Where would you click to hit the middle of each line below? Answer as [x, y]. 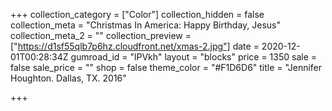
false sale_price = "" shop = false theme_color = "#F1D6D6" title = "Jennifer [166, 67]
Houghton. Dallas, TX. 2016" [68, 78]
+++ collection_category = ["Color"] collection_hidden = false [137, 14]
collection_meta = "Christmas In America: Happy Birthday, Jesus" [145, 25]
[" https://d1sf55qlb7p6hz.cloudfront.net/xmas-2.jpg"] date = [135, 46]
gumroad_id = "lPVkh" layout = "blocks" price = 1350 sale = [194, 57]
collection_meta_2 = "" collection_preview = [101, 35]
